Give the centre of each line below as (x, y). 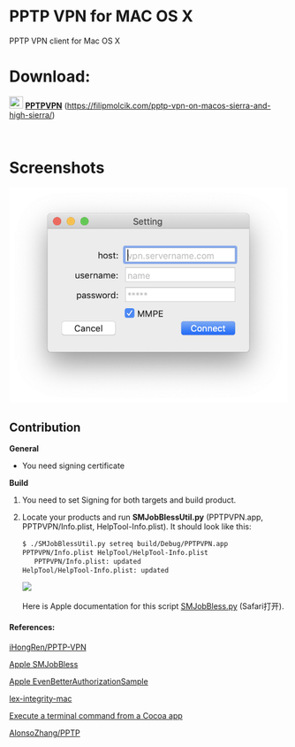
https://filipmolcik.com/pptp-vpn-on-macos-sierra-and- (169, 105)
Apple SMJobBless (44, 664)
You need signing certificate (73, 466)
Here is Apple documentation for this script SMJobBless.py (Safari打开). (153, 606)
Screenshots (57, 168)
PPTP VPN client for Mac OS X (65, 41)
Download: (50, 77)
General (24, 449)
